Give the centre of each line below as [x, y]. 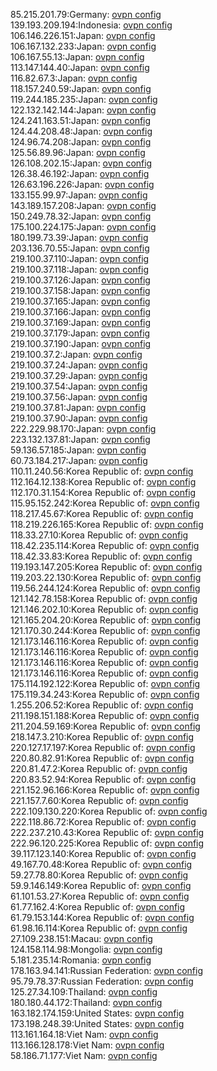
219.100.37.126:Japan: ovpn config [80, 280]
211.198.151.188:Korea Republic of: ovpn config [105, 715]
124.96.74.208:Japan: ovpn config [81, 142]
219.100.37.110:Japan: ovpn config [80, 258]
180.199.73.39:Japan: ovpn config [79, 237]
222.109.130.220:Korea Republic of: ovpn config [109, 811]
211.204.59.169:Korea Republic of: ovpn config [105, 726]
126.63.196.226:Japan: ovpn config [82, 184]
